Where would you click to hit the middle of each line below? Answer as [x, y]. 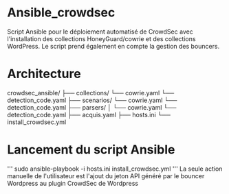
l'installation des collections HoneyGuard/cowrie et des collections [101, 38]
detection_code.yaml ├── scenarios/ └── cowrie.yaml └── [92, 100]
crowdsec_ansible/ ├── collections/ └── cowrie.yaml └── [91, 93]
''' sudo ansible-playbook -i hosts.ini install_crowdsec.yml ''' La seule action [115, 169]
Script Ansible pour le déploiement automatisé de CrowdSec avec [100, 32]
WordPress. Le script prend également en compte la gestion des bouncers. [113, 46]
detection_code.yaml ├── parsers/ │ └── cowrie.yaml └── [92, 107]
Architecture [44, 74]
